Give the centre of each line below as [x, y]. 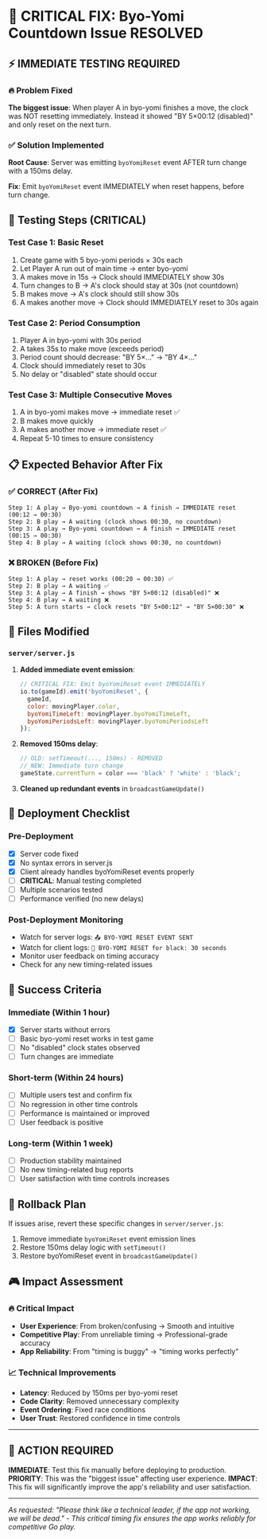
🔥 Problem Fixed [41, 90]
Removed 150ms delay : [59, 744]
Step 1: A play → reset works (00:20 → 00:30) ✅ [91, 579]
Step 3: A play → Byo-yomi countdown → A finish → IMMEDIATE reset [122, 529]
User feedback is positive [62, 1122]
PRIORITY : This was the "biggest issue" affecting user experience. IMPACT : [133, 1478]
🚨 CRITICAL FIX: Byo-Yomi [96, 16]
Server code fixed [49, 854]
